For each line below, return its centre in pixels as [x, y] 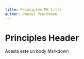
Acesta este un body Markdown [37, 51]
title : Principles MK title [34, 9]
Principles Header [42, 38]
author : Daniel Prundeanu [31, 14]
